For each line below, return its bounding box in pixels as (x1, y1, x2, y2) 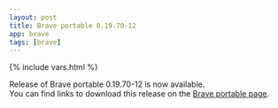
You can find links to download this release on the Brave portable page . (9, 89, 270, 99)
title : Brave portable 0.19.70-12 (9, 21, 137, 30)
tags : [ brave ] (9, 37, 62, 47)
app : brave (9, 29, 50, 38)
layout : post (9, 12, 58, 22)
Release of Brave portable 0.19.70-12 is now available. (9, 79, 205, 89)
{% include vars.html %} (9, 62, 99, 73)
